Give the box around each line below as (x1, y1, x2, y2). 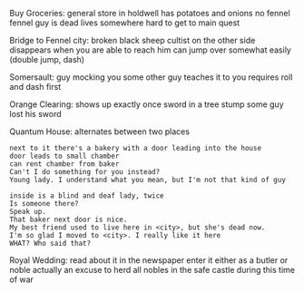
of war (9, 274, 34, 285)
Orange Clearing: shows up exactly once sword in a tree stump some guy (9, 99, 284, 110)
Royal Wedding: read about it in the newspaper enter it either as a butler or (9, 255, 289, 266)
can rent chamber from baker (9, 160, 120, 169)
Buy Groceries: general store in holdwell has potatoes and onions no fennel (9, 8, 290, 18)
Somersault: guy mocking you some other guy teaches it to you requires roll (9, 72, 293, 83)
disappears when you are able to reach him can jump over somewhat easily (9, 44, 292, 55)
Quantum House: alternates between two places (9, 126, 191, 137)
